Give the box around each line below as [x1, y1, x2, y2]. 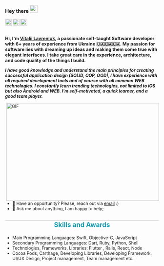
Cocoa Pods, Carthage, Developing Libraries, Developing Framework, [12, 250, 152, 256]
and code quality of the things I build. [5, 57, 86, 64]
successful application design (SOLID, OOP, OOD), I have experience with [5, 72, 158, 78]
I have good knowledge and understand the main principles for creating [5, 67, 154, 73]
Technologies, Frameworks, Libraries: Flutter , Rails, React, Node [12, 245, 143, 251]
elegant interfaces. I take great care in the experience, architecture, [5, 52, 152, 58]
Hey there [5, 7, 29, 14]
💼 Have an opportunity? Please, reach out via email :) [12, 200, 119, 206]
